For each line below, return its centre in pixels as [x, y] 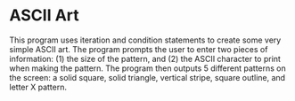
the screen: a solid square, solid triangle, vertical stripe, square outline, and [147, 77]
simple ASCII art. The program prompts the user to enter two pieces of [139, 49]
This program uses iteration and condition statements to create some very [145, 40]
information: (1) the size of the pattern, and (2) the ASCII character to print [145, 58]
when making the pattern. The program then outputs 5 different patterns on [148, 68]
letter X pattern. [38, 87]
